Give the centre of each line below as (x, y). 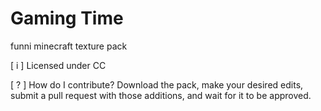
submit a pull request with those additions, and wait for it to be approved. (161, 95)
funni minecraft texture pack (69, 46)
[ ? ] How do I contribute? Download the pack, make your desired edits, (157, 84)
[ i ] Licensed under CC (58, 65)
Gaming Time (67, 18)
